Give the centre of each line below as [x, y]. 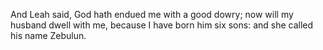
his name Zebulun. [48, 35]
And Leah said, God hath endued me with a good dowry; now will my [152, 14]
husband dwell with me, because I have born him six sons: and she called [162, 25]
